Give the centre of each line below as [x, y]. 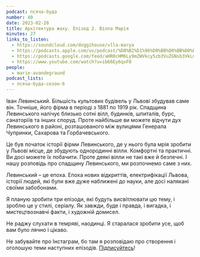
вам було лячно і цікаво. [37, 230]
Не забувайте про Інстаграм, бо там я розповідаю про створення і [91, 241]
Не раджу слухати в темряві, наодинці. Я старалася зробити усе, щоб [95, 224]
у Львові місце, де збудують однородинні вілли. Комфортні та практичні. [99, 151]
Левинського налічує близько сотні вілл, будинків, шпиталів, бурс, [91, 114]
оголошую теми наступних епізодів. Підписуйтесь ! [71, 248]
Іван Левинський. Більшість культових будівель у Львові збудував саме [98, 101]
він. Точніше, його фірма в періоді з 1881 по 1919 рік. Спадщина [86, 107]
